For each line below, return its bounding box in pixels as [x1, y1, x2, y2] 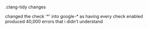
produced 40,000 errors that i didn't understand [5, 19, 103, 24]
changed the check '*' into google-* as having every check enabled [5, 14, 143, 19]
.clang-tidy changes [5, 4, 46, 10]
